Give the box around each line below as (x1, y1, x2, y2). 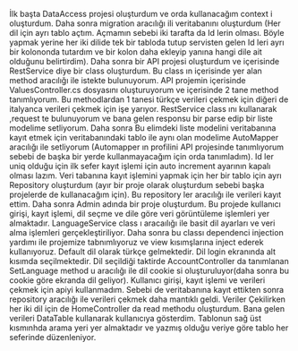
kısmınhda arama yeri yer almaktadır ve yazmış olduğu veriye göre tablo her (9, 322, 289, 333)
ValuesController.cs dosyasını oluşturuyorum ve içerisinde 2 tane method (9, 85, 279, 95)
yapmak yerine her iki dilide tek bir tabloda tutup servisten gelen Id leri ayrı (9, 37, 285, 47)
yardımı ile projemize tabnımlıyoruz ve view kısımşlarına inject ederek (9, 237, 264, 247)
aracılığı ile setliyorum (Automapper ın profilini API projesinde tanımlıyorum (9, 141, 285, 152)
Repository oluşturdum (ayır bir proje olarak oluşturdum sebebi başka (9, 180, 265, 190)
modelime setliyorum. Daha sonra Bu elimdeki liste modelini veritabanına (9, 123, 277, 133)
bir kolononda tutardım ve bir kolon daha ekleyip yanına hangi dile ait (9, 47, 262, 57)
